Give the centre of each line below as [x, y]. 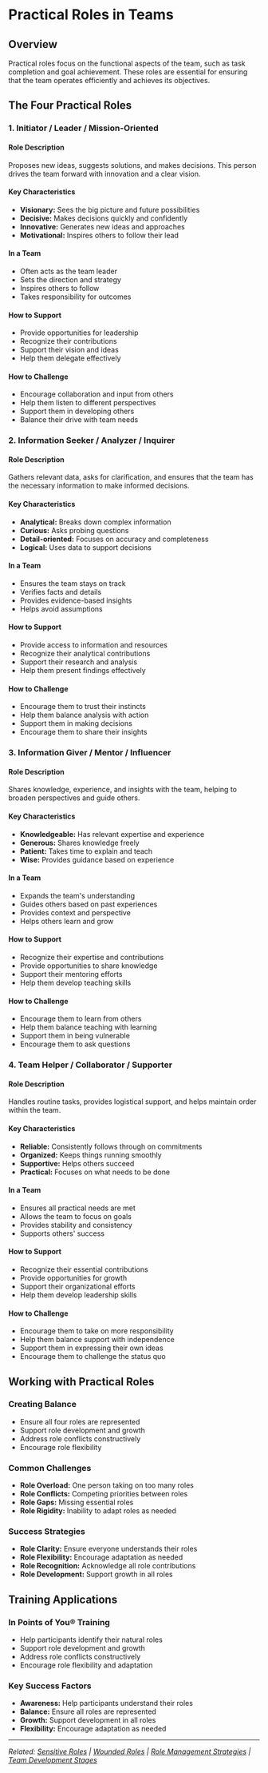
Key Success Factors [50, 1686]
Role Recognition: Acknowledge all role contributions [108, 1566]
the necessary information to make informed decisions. [99, 486]
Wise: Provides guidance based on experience [97, 859]
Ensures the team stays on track [73, 583]
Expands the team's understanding [77, 895]
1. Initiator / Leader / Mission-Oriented [84, 128]
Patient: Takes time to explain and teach [86, 851]
